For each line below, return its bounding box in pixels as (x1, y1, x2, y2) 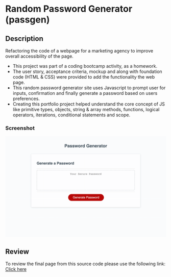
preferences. (12, 95, 40, 102)
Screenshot (5, 124, 35, 132)
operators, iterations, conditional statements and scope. (12, 112, 131, 118)
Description (5, 34, 43, 43)
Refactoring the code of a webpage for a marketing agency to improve (5, 48, 154, 54)
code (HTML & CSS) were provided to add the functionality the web (12, 74, 155, 80)
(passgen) (5, 14, 50, 26)
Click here (5, 266, 27, 272)
